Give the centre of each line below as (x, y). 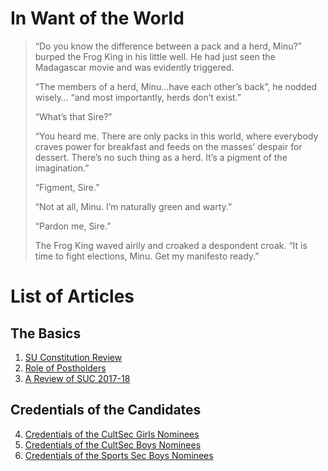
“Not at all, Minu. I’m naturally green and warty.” (133, 206)
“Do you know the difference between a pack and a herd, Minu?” (168, 46)
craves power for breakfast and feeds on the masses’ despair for (168, 146)
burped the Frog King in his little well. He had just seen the (155, 56)
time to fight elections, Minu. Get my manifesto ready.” (147, 256)
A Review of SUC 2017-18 (77, 378)
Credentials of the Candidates (106, 410)
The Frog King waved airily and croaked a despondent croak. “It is (171, 245)
